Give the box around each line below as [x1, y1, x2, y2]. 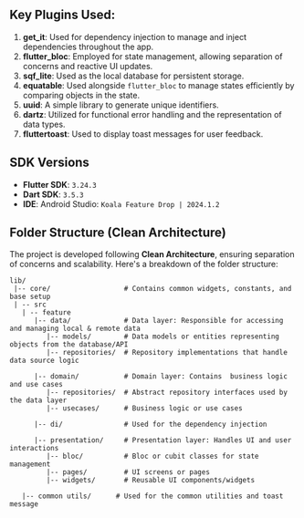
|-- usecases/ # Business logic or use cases [46, 404, 244, 413]
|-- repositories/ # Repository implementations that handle [46, 348, 288, 357]
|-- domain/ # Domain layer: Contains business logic [33, 372, 288, 381]
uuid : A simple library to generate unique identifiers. [22, 99, 219, 110]
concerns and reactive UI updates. [22, 60, 153, 71]
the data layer [9, 396, 68, 405]
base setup [9, 292, 51, 302]
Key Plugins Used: [9, 7, 116, 23]
